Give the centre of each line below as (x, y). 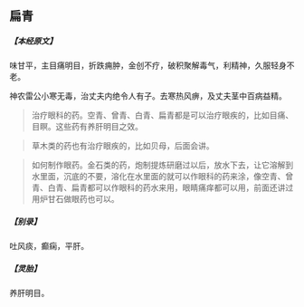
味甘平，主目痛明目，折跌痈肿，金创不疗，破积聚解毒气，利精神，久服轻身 (148, 65)
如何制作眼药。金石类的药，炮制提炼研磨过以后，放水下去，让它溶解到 (162, 165)
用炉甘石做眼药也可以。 (75, 199)
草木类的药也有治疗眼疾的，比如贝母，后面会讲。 (123, 146)
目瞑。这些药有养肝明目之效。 (87, 127)
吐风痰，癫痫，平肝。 (49, 246)
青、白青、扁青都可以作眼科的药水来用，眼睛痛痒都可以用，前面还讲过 (162, 187)
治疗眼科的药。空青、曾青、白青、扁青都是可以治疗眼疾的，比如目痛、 (162, 115)
